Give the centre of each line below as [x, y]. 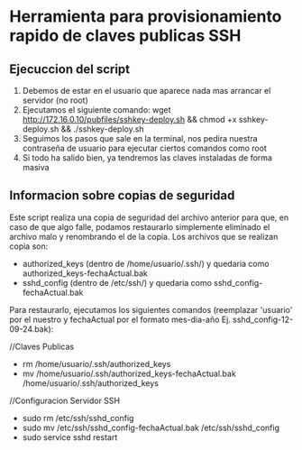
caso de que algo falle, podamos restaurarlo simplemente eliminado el [140, 226]
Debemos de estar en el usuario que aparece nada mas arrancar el [146, 91]
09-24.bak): [32, 329]
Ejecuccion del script [70, 69]
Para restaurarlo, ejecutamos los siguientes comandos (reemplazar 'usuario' [151, 309]
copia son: [29, 246]
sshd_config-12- [263, 319]
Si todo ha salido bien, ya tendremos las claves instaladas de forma [147, 158]
